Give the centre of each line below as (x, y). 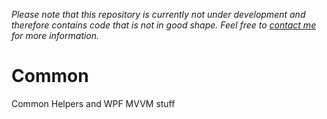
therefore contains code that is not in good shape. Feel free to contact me (164, 25)
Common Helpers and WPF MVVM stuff (93, 103)
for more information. (55, 35)
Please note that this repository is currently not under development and (158, 14)
